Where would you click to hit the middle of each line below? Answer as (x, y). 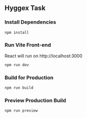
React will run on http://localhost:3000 (43, 56)
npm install (17, 32)
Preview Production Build (35, 100)
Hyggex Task (25, 8)
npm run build (19, 88)
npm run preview (21, 111)
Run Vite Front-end (28, 45)
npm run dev (17, 65)
